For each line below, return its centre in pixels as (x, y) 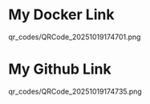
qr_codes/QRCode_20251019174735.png (75, 91)
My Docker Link (61, 15)
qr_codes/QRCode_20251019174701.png (75, 37)
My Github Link (60, 69)
